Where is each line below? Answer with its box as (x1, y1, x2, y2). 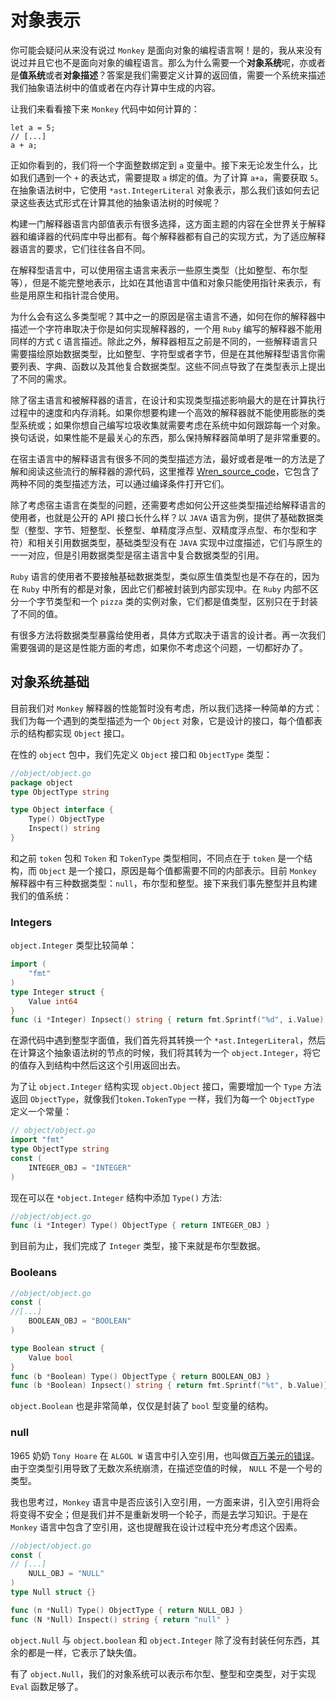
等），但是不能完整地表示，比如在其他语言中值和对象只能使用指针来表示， (10, 276, 313, 288)
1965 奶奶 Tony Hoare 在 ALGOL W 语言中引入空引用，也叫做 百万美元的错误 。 (10, 1449, 320, 1461)
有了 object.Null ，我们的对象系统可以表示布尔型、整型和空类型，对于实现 (10, 1667, 317, 1680)
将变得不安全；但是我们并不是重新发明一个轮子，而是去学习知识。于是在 (10, 1508, 308, 1520)
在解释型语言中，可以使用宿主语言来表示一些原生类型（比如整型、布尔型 (10, 264, 308, 276)
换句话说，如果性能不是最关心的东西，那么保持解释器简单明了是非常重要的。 (10, 431, 326, 443)
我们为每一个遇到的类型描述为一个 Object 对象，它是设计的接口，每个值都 (10, 714, 314, 726)
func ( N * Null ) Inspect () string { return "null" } (10, 1614, 230, 1625)
